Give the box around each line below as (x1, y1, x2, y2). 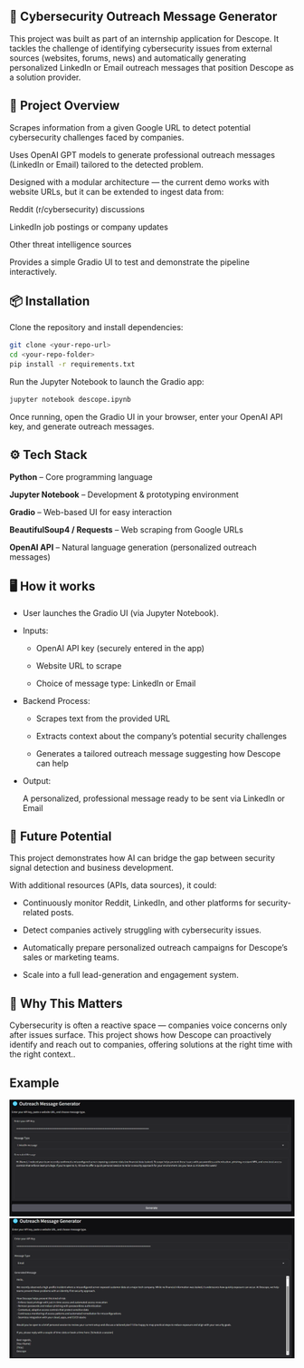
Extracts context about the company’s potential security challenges (35, 730, 288, 741)
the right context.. (9, 1049, 76, 1060)
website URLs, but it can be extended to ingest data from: (9, 186, 224, 197)
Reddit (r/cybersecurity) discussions (9, 203, 145, 214)
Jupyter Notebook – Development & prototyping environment (9, 489, 240, 500)
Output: (22, 775, 52, 786)
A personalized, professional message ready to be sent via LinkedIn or (22, 793, 285, 804)
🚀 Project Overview (9, 98, 120, 113)
